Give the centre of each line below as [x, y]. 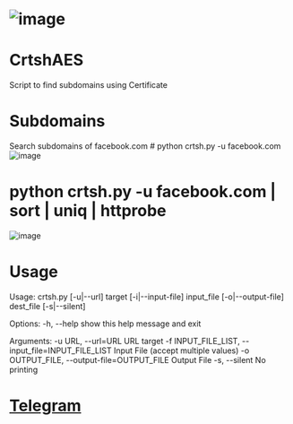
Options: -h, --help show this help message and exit [105, 324]
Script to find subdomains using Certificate [89, 85]
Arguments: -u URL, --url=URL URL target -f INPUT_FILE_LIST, [125, 341]
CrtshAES [47, 61]
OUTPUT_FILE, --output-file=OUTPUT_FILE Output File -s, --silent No [138, 359]
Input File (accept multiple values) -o [181, 350]
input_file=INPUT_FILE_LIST [60, 350]
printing [24, 369]
